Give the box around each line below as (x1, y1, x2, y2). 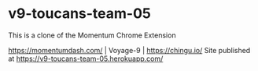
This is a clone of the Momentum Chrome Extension (8, 30, 176, 40)
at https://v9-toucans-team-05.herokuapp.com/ (8, 54, 164, 63)
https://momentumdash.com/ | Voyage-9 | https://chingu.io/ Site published (8, 45, 251, 55)
